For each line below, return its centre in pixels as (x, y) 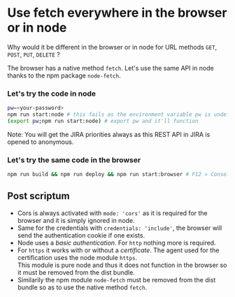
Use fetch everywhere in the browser (117, 13)
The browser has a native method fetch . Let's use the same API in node (111, 68)
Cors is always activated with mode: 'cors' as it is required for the (112, 213)
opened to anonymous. (41, 142)
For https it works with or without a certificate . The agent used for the (118, 250)
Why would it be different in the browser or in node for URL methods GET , (112, 47)
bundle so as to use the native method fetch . (82, 287)
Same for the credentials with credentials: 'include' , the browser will (120, 228)
